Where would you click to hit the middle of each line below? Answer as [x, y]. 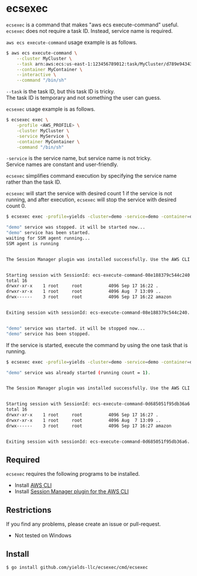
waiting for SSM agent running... [48, 238]
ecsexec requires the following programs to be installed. [73, 474]
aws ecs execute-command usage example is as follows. [72, 42]
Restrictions [29, 510]
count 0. [16, 206]
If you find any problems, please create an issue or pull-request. [84, 524]
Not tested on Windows [43, 536]
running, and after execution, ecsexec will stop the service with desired [91, 200]
